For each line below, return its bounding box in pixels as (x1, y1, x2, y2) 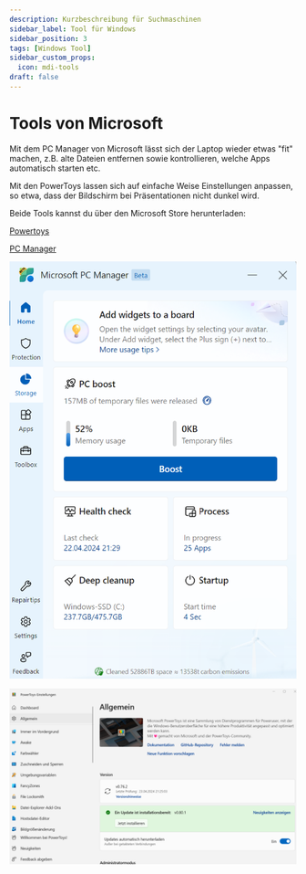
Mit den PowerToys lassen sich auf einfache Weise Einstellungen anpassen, (9, 180, 293, 191)
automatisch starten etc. (9, 163, 101, 174)
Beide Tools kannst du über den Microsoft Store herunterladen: (9, 207, 246, 218)
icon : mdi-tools (17, 63, 79, 72)
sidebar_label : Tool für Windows (9, 24, 137, 34)
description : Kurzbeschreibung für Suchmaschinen (9, 15, 202, 24)
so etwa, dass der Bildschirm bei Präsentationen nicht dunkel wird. (9, 190, 260, 201)
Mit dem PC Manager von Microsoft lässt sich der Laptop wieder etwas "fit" (9, 142, 293, 154)
